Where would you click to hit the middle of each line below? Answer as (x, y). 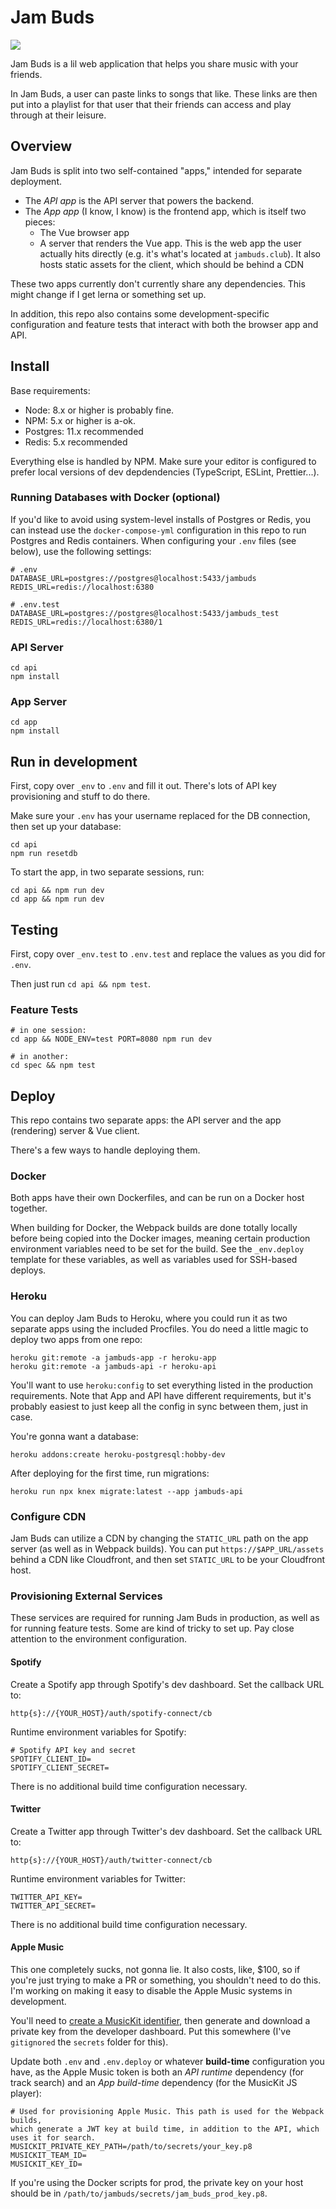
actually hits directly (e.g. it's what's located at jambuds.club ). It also (180, 253)
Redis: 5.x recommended (76, 442)
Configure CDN (48, 1516)
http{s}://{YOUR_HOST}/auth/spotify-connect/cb (111, 1713)
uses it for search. (53, 2137)
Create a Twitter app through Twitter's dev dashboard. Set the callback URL (166, 1831)
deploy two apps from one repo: (76, 1339)
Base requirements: (50, 390)
